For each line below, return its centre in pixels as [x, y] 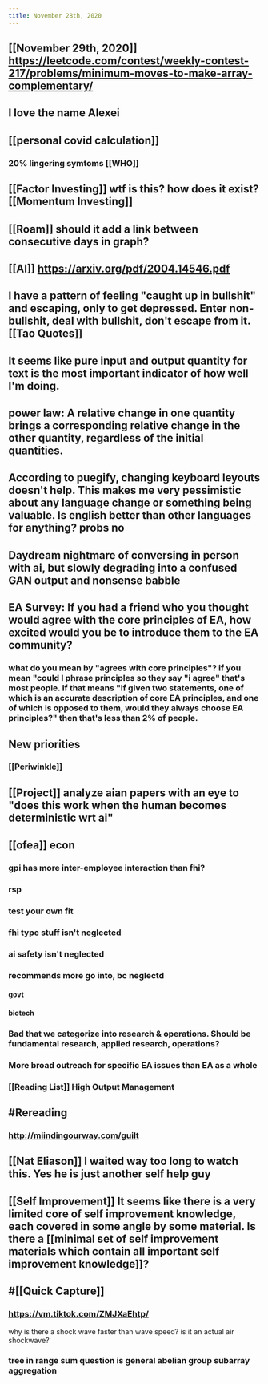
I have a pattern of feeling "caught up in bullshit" [132, 296]
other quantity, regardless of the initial [106, 438]
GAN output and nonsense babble [94, 580]
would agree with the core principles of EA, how [130, 620]
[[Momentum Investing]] [71, 202]
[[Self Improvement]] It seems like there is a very [132, 1201]
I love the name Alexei [64, 113]
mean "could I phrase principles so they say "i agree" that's [127, 678]
